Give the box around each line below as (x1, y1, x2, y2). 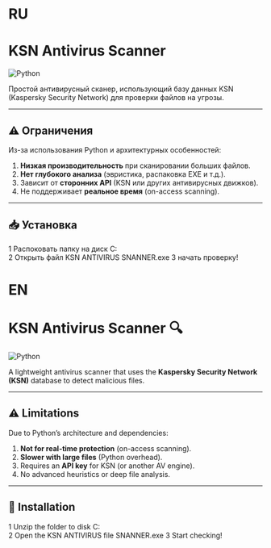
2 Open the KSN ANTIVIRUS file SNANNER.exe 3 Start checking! (8, 530, 223, 540)
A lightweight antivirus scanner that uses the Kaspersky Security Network (8, 366, 258, 376)
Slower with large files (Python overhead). (19, 452, 163, 462)
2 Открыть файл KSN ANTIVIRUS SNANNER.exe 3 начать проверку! (8, 252, 239, 262)
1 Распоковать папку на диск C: (8, 244, 118, 253)
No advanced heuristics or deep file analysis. (19, 469, 171, 479)
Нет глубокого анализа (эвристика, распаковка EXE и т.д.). (19, 169, 226, 178)
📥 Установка (8, 219, 78, 232)
